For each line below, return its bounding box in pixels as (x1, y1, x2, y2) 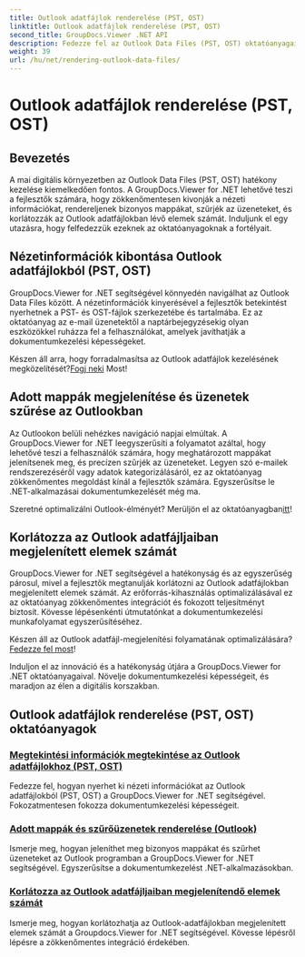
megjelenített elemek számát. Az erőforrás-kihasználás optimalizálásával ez (9, 588, 293, 599)
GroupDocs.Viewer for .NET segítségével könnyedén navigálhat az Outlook (9, 287, 290, 298)
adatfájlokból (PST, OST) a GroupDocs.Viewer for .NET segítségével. (9, 791, 266, 801)
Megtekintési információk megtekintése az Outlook (9, 748, 241, 761)
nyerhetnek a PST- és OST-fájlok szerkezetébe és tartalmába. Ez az (9, 307, 263, 317)
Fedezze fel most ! (9, 643, 76, 655)
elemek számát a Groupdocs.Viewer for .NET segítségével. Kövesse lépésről (9, 927, 296, 938)
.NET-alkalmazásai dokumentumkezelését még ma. (9, 486, 202, 497)
